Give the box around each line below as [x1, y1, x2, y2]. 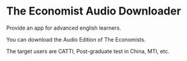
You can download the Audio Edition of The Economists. [6, 36, 146, 43]
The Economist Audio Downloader [6, 4, 182, 18]
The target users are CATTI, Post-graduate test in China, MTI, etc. [6, 47, 170, 55]
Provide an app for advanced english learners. [6, 24, 122, 31]
